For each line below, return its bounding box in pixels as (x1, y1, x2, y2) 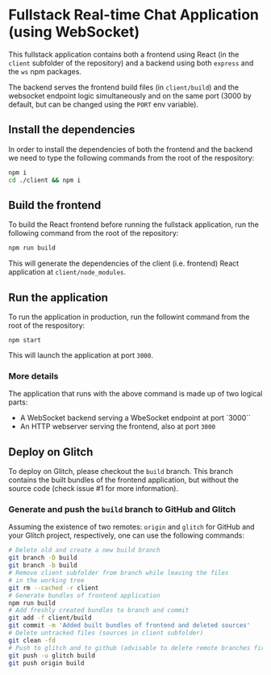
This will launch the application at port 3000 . (8, 350, 153, 360)
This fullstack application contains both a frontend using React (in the (8, 49, 240, 59)
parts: (8, 397, 28, 407)
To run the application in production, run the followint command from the (8, 312, 250, 321)
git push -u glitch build (8, 652, 95, 660)
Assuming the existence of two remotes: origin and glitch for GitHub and (8, 522, 256, 532)
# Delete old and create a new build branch (8, 547, 161, 555)
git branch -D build (8, 554, 78, 562)
